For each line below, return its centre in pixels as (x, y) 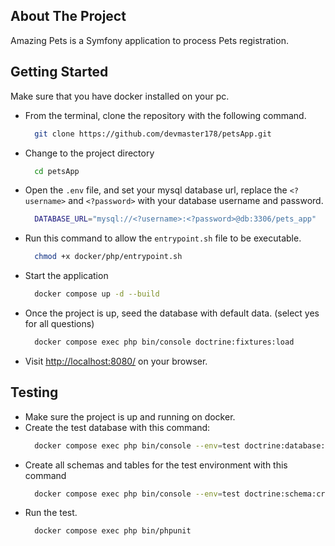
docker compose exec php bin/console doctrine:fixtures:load (164, 342)
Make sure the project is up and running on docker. (130, 416)
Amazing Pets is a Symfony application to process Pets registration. (149, 40)
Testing (34, 392)
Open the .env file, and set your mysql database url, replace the (156, 190)
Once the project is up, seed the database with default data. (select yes (172, 313)
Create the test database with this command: (117, 427)
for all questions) (59, 323)
